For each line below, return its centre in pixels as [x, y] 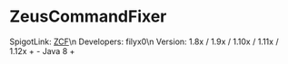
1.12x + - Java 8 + [42, 50]
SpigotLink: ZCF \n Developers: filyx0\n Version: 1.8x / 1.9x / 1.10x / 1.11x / [144, 41]
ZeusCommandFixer [88, 17]
